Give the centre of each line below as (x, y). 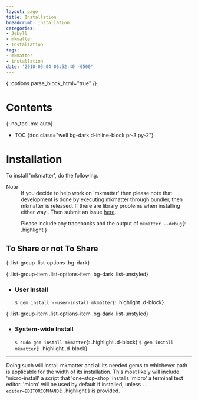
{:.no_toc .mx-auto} (29, 124)
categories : (21, 28)
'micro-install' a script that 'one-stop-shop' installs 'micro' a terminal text (95, 378)
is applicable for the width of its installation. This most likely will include (93, 372)
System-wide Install (44, 329)
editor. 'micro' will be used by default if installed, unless (74, 384)
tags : (13, 50)
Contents (29, 107)
